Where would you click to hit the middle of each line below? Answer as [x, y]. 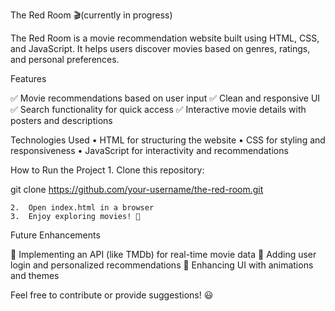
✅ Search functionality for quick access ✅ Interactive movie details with [158, 109]
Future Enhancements [55, 235]
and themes [35, 275]
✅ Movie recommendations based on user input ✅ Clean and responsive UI [165, 98]
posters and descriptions [61, 120]
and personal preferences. [65, 59]
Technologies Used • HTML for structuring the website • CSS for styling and [168, 140]
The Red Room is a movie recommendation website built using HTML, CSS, [165, 38]
